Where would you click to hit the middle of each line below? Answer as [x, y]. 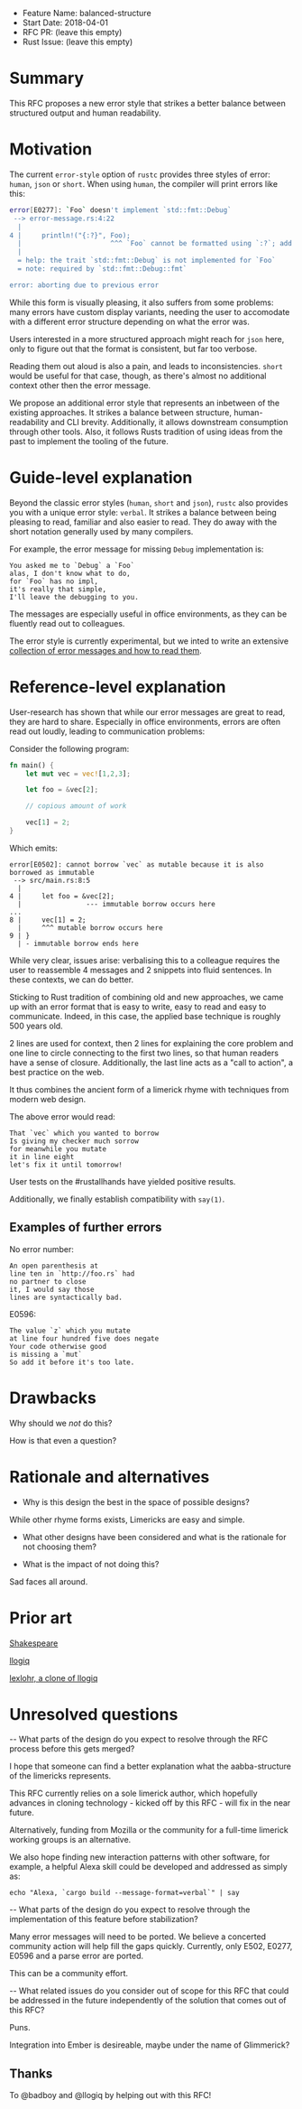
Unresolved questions [94, 1714]
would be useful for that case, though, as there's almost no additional [138, 376]
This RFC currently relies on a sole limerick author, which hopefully [134, 1793]
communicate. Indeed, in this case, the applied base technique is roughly [145, 1016]
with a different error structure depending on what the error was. [129, 321]
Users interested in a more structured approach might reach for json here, [147, 339]
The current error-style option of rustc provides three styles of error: [140, 174]
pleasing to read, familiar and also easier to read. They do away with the [143, 522]
